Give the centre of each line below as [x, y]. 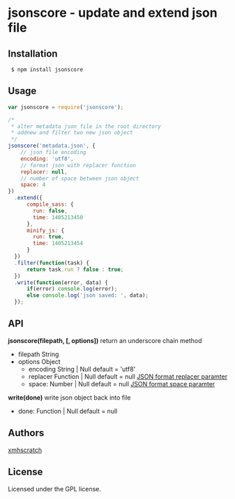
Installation [33, 54]
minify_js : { [45, 230]
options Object [39, 361]
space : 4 [33, 185]
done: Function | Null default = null [68, 411]
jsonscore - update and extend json [113, 13]
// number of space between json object [80, 178]
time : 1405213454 [58, 244]
